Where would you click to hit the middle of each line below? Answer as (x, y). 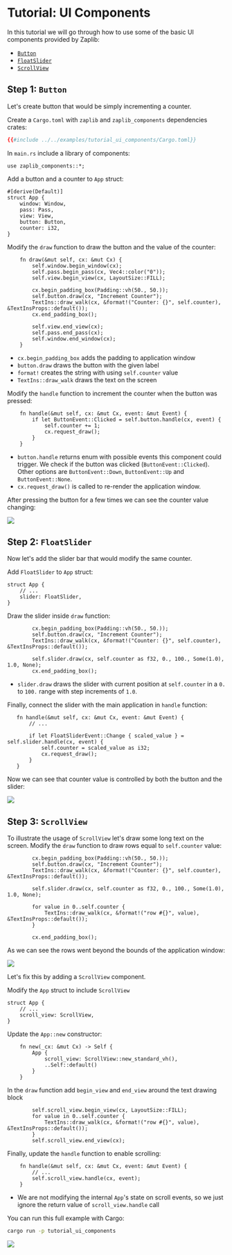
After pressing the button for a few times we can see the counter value (108, 500)
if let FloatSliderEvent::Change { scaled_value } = (107, 736)
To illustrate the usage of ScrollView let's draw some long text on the (106, 838)
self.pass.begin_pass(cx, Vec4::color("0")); (99, 272)
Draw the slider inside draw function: (59, 616)
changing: (21, 507)
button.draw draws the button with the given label (88, 365)
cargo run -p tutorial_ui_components (62, 1231)
